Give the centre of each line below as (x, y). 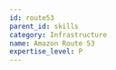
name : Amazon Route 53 (52, 43)
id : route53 (32, 18)
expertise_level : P (46, 52)
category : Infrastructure (58, 35)
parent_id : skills (44, 26)
